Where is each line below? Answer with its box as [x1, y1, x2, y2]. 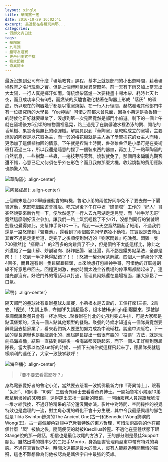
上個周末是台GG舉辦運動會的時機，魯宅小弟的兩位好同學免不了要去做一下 [5, 198, 156, 204]
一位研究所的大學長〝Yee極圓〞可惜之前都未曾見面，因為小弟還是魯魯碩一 [9, 109, 162, 115]
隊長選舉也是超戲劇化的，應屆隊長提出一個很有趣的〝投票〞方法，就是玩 [13, 332, 163, 338]
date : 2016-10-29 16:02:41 [5, 17, 61, 22]
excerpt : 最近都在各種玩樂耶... [5, 21, 66, 27]
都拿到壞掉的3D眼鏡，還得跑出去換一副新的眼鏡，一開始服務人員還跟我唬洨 [5, 395, 160, 401]
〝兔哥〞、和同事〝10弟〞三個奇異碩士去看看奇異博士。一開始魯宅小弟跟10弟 [5, 389, 161, 395]
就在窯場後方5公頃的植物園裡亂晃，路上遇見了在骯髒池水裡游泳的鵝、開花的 [5, 121, 161, 128]
